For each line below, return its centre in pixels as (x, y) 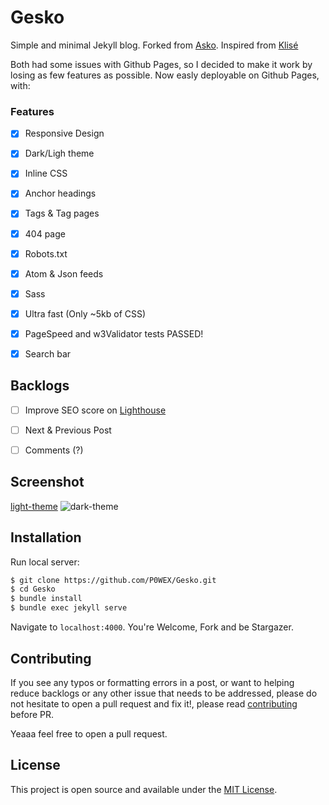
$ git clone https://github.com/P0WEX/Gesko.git (113, 580)
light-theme (34, 506)
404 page (45, 233)
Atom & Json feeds (64, 273)
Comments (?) (54, 450)
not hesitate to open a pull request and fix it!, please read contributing (154, 703)
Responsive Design (64, 133)
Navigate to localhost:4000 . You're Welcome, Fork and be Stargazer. (152, 627)
